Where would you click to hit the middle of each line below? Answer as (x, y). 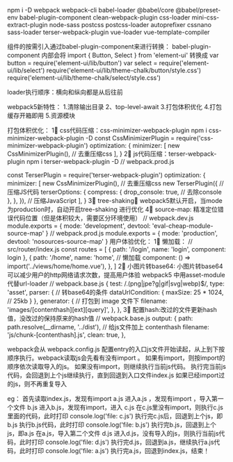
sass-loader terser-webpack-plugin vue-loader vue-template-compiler (109, 32)
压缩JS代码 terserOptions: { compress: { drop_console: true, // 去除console (115, 192)
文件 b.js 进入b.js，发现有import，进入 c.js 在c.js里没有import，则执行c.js (118, 407)
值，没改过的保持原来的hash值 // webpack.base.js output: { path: (100, 318)
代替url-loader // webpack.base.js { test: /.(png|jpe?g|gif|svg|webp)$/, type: (116, 283)
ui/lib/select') (26, 70)
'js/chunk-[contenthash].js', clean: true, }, (67, 335)
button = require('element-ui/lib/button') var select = (82, 63)
